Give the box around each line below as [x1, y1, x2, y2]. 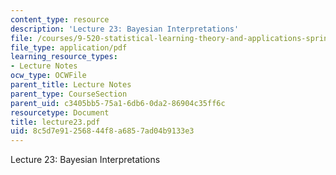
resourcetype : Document [10, 107, 110, 118]
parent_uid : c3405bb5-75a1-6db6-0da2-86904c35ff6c [10, 98, 226, 108]
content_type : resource [10, 14, 110, 25]
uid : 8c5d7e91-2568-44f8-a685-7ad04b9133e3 [10, 126, 195, 136]
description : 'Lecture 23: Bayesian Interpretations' [10, 24, 240, 34]
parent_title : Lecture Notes [10, 80, 132, 90]
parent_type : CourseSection [10, 89, 128, 99]
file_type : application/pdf [10, 42, 128, 53]
